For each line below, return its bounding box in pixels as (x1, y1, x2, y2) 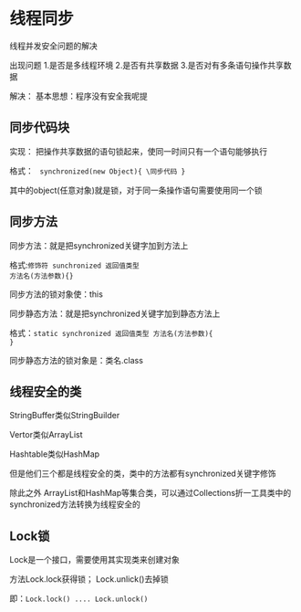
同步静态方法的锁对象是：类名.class (9, 354, 144, 365)
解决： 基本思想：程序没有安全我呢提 (9, 90, 148, 101)
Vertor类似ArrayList (9, 429, 83, 440)
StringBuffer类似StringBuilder (9, 410, 120, 421)
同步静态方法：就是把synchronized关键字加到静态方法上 (9, 308, 221, 319)
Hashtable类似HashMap (9, 448, 100, 459)
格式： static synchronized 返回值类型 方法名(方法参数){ (9, 327, 213, 338)
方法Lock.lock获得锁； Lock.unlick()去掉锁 (9, 574, 169, 585)
